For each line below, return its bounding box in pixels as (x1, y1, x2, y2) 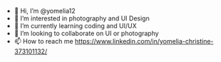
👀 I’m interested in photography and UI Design (14, 14, 150, 23)
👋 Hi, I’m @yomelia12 (14, 7, 76, 15)
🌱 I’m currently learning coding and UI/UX (14, 22, 137, 30)
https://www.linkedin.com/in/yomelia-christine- (74, 37, 214, 45)
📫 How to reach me (14, 37, 73, 45)
